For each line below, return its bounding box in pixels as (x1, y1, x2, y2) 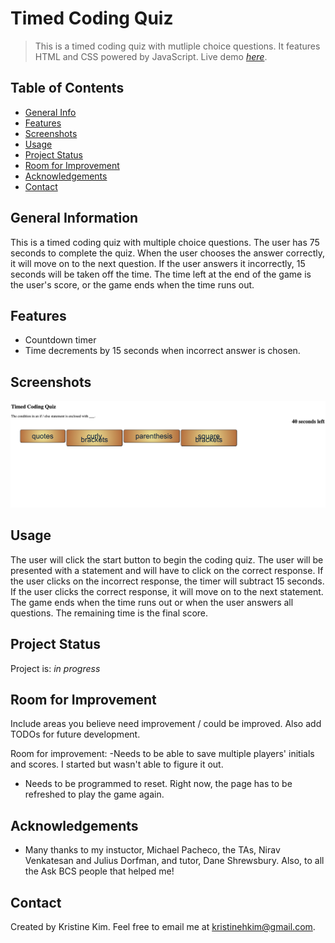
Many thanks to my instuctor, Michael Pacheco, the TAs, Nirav (24, 844, 281, 856)
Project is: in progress (10, 662, 101, 674)
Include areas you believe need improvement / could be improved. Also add (10, 718, 322, 730)
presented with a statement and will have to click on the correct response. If (10, 564, 324, 576)
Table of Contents (10, 80, 125, 97)
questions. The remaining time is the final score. (10, 607, 209, 619)
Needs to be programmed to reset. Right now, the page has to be (24, 778, 293, 790)
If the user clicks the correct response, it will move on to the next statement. (10, 585, 324, 597)
